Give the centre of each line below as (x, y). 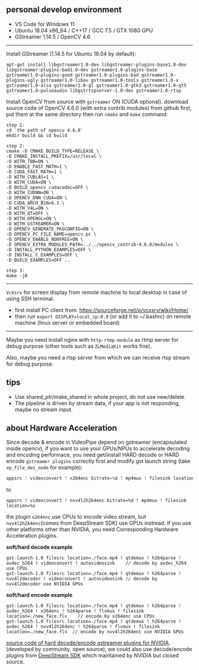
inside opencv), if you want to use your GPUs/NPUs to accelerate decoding (98, 449)
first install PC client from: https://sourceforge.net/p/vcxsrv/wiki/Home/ (102, 310)
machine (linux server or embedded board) (67, 322)
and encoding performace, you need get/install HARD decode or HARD (93, 455)
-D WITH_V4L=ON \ (28, 208)
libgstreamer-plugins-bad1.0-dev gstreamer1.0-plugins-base (82, 70)
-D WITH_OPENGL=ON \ (32, 218)
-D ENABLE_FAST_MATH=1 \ (37, 166)
